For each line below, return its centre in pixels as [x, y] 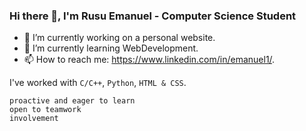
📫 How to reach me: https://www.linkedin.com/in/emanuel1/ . [149, 60]
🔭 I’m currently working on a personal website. [119, 38]
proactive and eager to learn [72, 101]
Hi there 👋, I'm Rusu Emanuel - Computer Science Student [153, 16]
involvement [34, 119]
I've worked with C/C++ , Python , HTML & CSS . [98, 83]
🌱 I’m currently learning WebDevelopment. [111, 48]
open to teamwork [45, 110]
